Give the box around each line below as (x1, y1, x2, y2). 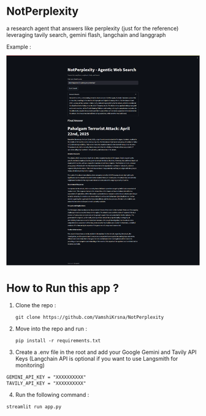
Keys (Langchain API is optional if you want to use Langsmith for (15, 355, 178, 363)
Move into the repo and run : (15, 325, 88, 332)
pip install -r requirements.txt (15, 338, 101, 344)
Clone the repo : (15, 302, 56, 309)
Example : (6, 43, 32, 50)
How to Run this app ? (6, 281, 120, 296)
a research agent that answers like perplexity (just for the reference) (6, 25, 179, 32)
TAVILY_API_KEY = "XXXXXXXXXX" (6, 380, 86, 387)
